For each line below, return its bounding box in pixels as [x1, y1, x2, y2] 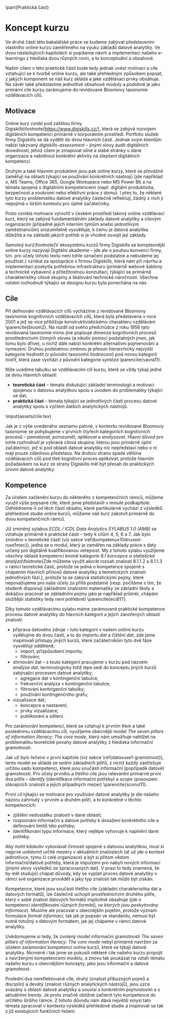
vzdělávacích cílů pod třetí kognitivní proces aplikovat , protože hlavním [5, 455, 154, 461]
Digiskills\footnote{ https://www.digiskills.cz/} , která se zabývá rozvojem [5, 126, 156, 132]
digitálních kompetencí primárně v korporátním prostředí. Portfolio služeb [5, 131, 159, 137]
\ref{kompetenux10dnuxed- [84, 537, 143, 543]
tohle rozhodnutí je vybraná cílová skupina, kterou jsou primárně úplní [5, 439, 152, 445]
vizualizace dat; [12, 697, 46, 703]
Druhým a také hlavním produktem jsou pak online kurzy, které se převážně [5, 168, 163, 174]
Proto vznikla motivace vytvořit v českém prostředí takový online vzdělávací [5, 210, 164, 216]
